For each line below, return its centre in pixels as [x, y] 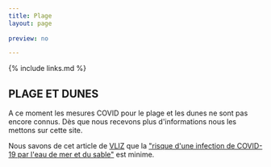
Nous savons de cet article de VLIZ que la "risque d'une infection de [122, 146]
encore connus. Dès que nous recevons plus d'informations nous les [122, 122]
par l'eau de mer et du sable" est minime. [86, 155]
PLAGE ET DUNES [54, 94]
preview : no [28, 38]
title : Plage [30, 16]
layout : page [30, 23]
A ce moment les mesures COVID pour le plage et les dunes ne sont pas [128, 113]
